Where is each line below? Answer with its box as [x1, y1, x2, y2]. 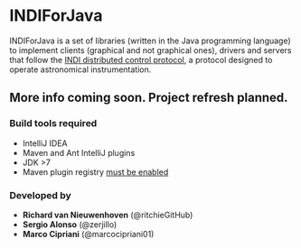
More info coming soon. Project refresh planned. [9, 90, 288, 106]
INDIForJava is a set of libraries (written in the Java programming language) [9, 35, 291, 46]
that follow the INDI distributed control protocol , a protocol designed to [9, 54, 273, 65]
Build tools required [9, 117, 98, 130]
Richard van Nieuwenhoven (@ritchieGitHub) [22, 209, 193, 220]
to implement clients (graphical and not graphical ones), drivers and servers [9, 44, 292, 55]
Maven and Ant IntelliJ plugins [22, 147, 136, 158]
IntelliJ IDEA [22, 137, 68, 149]
